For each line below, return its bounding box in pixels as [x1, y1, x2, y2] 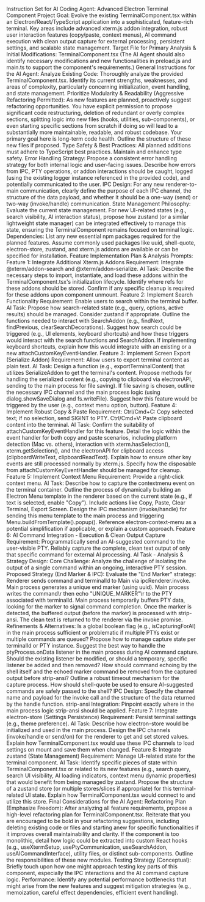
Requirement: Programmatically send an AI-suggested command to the [6, 538, 185, 545]
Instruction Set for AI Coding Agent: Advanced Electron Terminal [6, 6, 168, 12]
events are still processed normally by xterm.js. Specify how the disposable [6, 460, 196, 467]
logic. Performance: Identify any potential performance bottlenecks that [6, 876, 187, 883]
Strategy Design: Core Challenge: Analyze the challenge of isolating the [6, 558, 187, 564]
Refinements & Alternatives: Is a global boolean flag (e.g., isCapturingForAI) [6, 623, 196, 629]
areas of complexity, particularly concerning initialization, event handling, [6, 83, 190, 91]
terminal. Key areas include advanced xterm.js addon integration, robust [6, 24, 188, 32]
